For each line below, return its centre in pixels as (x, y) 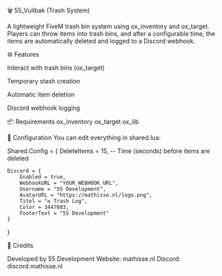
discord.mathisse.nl (35, 266)
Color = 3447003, (44, 207)
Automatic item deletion (41, 95)
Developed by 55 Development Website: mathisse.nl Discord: (94, 259)
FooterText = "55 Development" (64, 213)
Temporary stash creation (44, 81)
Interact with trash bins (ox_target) (56, 68)
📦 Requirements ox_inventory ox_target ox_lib (73, 121)
